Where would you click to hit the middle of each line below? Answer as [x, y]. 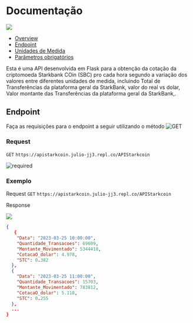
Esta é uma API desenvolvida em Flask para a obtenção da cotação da [91, 68]
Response [18, 205]
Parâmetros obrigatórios [44, 57]
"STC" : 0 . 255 [33, 298]
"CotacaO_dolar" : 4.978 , [47, 255]
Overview [26, 38]
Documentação [44, 11]
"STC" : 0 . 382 [33, 260]
